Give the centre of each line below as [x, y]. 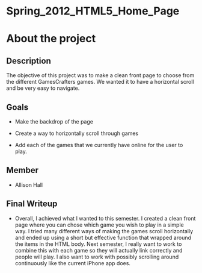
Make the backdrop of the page [54, 121]
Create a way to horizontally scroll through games [77, 133]
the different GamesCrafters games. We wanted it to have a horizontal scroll [100, 82]
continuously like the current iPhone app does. [73, 263]
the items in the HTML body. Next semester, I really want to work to [98, 244]
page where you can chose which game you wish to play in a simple [99, 225]
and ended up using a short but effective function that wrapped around [103, 237]
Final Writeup [32, 204]
